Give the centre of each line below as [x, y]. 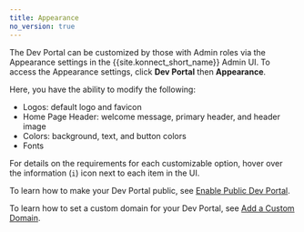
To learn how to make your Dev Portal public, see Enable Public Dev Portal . [150, 190]
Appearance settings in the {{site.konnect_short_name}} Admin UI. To [140, 62]
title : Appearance [44, 18]
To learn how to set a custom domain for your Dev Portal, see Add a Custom [152, 208]
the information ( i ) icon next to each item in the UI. [105, 173]
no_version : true [42, 26]
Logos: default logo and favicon [82, 106]
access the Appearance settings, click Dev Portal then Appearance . [138, 71]
